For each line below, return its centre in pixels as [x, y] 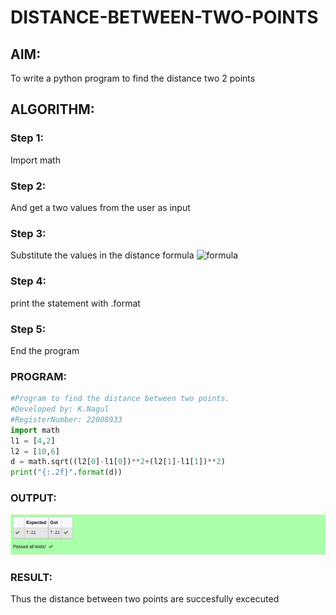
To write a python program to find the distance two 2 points [133, 78]
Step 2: [28, 186]
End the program [45, 350]
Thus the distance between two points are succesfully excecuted [145, 599]
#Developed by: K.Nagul [60, 409]
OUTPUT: [33, 498]
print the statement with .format [75, 303]
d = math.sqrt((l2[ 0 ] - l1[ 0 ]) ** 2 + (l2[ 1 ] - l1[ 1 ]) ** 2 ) [118, 462]
